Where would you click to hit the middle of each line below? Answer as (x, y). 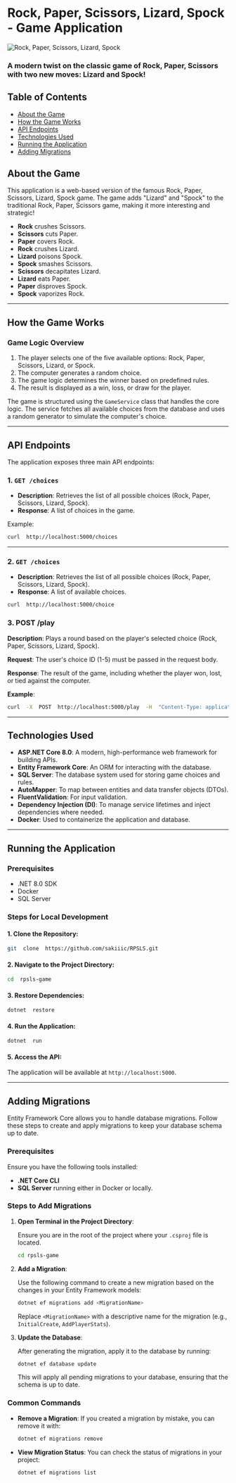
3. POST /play (31, 623)
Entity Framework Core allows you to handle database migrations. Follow (112, 1118)
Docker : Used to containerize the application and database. (104, 820)
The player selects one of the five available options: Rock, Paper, (111, 358)
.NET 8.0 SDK (37, 884)
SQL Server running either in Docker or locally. (85, 1188)
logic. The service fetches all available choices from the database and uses (116, 409)
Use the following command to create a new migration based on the (116, 1282)
